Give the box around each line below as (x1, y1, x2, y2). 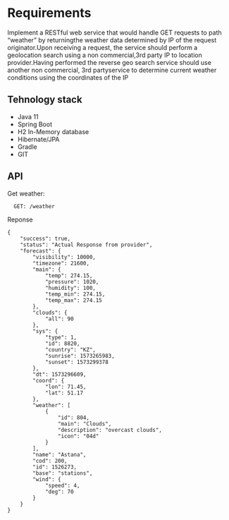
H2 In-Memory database (17, 127, 89, 135)
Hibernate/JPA (17, 135, 60, 143)
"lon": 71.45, (44, 383, 87, 390)
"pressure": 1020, (44, 278, 99, 285)
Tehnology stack (7, 94, 82, 106)
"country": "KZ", (44, 346, 97, 353)
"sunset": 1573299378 (44, 358, 109, 365)
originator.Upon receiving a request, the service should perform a (7, 43, 198, 52)
